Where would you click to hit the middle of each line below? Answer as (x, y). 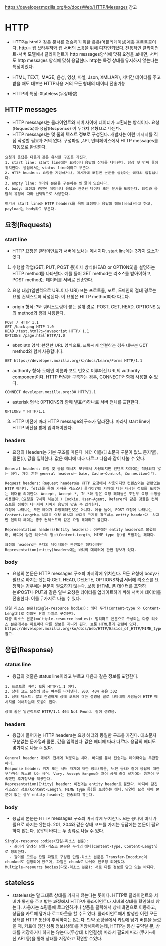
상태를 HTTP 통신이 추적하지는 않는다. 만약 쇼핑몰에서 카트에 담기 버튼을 (82, 920)
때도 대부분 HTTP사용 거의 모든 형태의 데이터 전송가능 (73, 83)
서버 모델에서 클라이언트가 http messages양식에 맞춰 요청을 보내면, (84, 54)
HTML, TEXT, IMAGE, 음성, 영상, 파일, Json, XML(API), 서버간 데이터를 (82, 77)
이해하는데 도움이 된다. (38, 702)
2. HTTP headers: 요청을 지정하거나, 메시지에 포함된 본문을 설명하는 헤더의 (74, 173)
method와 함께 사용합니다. (38, 351)
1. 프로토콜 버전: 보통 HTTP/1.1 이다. (41, 686)
